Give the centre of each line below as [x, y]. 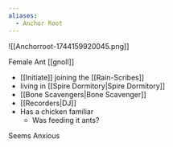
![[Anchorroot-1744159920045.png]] [69, 46]
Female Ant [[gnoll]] [41, 62]
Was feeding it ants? [66, 120]
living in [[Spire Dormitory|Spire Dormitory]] [93, 86]
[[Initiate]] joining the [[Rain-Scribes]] [82, 77]
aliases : [23, 16]
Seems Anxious [34, 135]
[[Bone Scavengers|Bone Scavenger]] [83, 94]
